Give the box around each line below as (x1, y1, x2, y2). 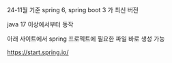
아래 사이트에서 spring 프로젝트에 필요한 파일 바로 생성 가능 (7, 35, 165, 43)
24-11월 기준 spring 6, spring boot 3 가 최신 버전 (7, 6, 139, 14)
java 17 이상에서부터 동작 (7, 20, 74, 28)
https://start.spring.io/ (7, 48, 70, 56)
